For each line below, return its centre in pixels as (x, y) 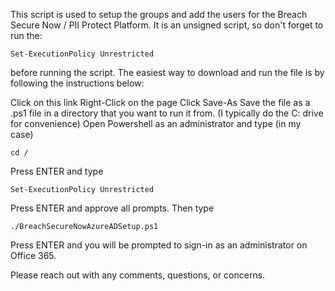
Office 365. (33, 255)
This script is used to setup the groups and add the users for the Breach (159, 14)
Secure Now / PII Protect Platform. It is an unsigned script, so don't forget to (167, 25)
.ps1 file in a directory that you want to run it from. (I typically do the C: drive (167, 113)
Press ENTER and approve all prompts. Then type (112, 208)
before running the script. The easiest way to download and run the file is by (167, 72)
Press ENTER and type (57, 171)
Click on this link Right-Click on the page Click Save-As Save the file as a (160, 102)
